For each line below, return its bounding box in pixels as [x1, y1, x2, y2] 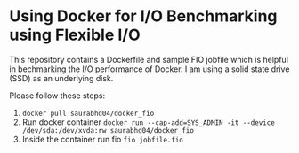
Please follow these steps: [9, 90, 105, 101]
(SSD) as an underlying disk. [9, 73, 114, 83]
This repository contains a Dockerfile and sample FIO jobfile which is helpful [9, 54, 289, 65]
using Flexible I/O [9, 25, 141, 45]
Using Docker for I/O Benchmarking [9, 6, 278, 27]
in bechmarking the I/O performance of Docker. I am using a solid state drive [9, 64, 290, 74]
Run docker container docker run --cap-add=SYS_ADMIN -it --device [21, 117, 276, 127]
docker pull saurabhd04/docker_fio [21, 109, 155, 118]
